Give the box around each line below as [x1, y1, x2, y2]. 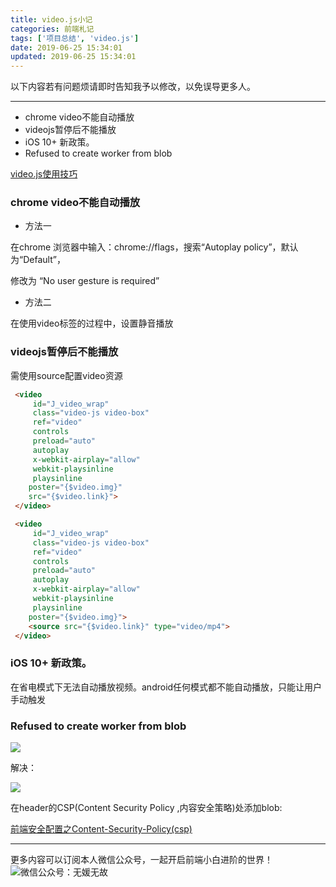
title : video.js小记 [10, 14, 93, 25]
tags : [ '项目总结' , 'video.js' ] [10, 33, 140, 43]
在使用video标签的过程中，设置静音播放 [10, 317, 174, 330]
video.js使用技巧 [10, 168, 78, 180]
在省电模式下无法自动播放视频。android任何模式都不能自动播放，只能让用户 [10, 681, 323, 693]
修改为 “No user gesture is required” [10, 275, 160, 287]
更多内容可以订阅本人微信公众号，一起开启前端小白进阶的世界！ [10, 854, 273, 866]
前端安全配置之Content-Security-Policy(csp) [10, 823, 193, 835]
